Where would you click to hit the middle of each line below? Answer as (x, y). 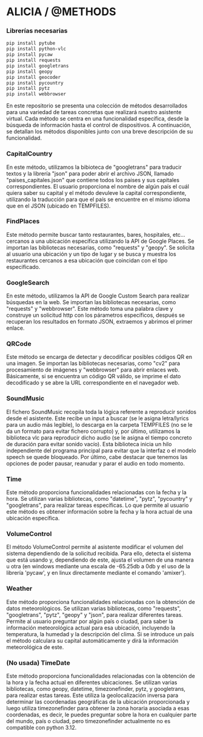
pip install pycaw (29, 55)
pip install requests (34, 60)
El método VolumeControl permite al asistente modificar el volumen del (95, 547)
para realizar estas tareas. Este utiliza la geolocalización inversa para (92, 695)
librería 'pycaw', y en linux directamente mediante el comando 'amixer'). (96, 573)
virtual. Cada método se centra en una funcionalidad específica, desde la (98, 119)
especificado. (23, 267)
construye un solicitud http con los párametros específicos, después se (95, 315)
